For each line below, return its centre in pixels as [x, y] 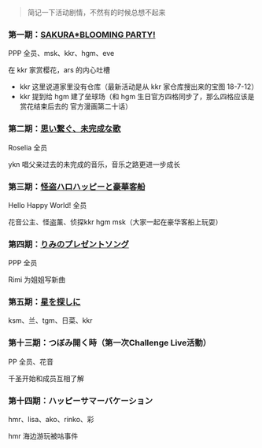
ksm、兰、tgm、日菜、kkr [50, 320]
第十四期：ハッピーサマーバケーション [81, 401]
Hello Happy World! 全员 [48, 205]
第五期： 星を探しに [44, 302]
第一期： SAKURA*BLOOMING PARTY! [82, 35]
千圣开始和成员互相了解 [46, 378]
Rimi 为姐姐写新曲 [37, 280]
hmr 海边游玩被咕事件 [43, 436]
